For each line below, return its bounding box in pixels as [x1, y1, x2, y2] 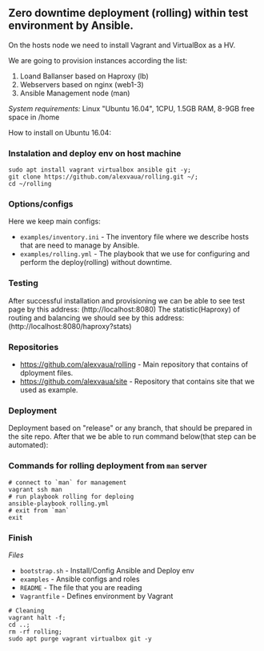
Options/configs [8, 199, 74, 210]
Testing [8, 278, 38, 289]
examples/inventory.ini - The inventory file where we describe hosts [19, 232, 250, 242]
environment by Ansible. [8, 19, 134, 33]
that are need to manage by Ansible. [19, 240, 140, 251]
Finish [8, 532, 33, 543]
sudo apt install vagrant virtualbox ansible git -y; [8, 166, 192, 175]
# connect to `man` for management [8, 478, 127, 487]
